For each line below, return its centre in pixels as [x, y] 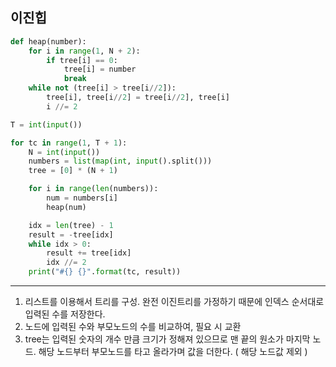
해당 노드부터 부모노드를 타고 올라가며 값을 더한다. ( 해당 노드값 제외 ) [173, 352]
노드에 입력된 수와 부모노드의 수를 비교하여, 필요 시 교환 [133, 327]
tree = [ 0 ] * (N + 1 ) [73, 171]
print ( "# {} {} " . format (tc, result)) [105, 272]
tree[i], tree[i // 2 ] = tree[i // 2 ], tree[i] [138, 98]
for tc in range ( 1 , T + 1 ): [69, 143]
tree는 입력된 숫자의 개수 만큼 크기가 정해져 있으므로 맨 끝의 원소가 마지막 [167, 339]
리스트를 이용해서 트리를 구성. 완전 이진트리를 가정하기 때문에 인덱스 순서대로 [174, 302]
